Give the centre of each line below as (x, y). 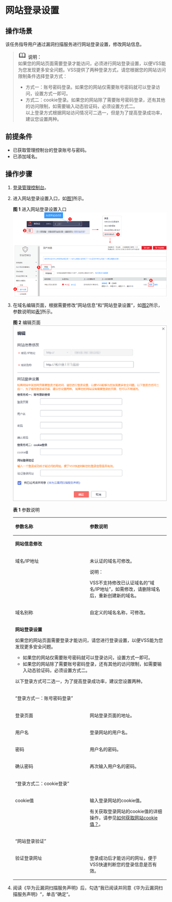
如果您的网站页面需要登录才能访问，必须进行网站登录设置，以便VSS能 (92, 63)
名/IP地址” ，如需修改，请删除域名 (125, 589)
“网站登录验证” (31, 841)
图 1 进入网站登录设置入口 (40, 209)
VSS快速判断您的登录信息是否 (121, 865)
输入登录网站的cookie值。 (117, 800)
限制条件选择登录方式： (42, 76)
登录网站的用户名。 (110, 732)
